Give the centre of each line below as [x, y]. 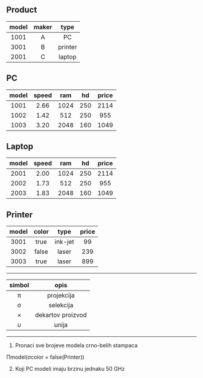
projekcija [61, 295]
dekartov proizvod [61, 315]
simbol [19, 285]
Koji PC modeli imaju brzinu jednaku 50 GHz [70, 369]
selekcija [61, 306]
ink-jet [64, 242]
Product [22, 10]
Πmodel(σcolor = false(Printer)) [45, 357]
